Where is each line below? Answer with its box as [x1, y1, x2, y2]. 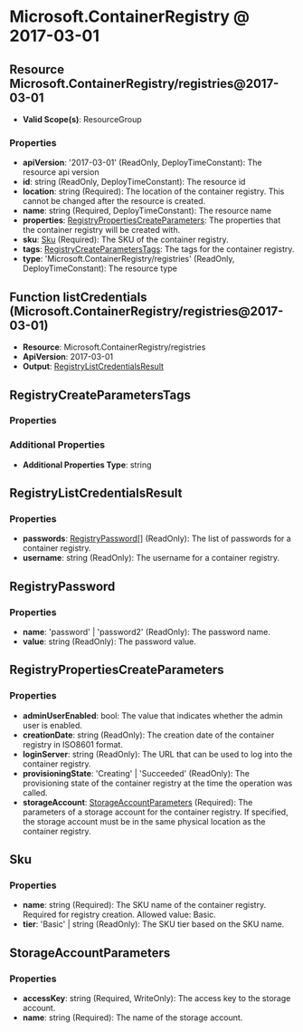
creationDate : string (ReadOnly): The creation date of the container [22, 729, 275, 740]
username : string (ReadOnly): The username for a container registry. [22, 553, 280, 564]
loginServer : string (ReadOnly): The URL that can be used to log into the [22, 748, 293, 759]
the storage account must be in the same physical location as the [22, 815, 266, 826]
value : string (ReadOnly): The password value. [22, 636, 197, 647]
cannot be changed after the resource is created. [22, 196, 206, 207]
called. [22, 786, 48, 798]
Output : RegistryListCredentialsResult [22, 361, 165, 372]
